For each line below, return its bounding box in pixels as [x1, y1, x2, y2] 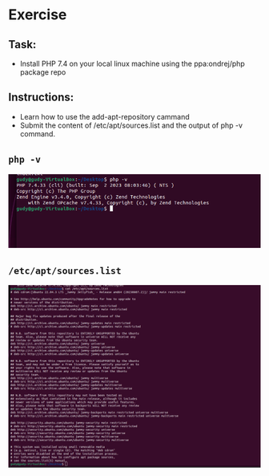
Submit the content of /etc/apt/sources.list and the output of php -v [19, 120, 243, 130]
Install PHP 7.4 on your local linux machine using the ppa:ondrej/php [19, 59, 246, 68]
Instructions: [8, 91, 74, 104]
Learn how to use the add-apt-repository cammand [19, 112, 190, 121]
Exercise [8, 6, 67, 24]
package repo [19, 67, 66, 77]
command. [19, 128, 56, 138]
